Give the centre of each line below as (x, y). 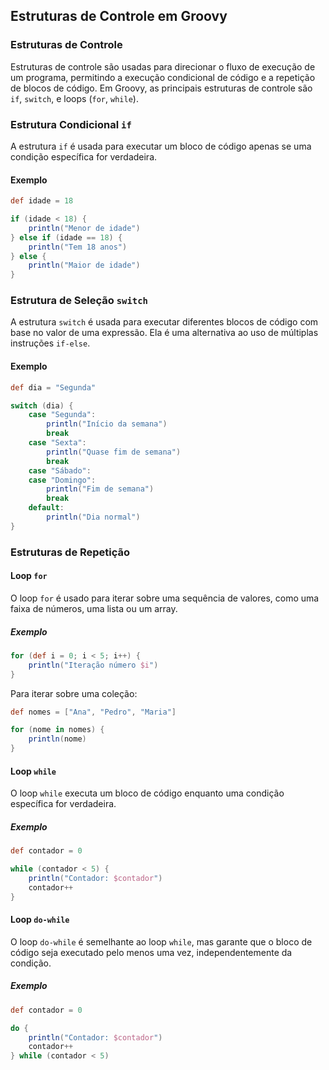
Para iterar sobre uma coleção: (74, 693)
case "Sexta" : (57, 443)
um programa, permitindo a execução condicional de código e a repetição (163, 77)
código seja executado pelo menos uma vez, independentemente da (151, 952)
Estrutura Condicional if (71, 124)
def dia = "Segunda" (53, 387)
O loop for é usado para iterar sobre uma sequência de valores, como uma (165, 598)
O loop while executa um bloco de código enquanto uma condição (147, 793)
